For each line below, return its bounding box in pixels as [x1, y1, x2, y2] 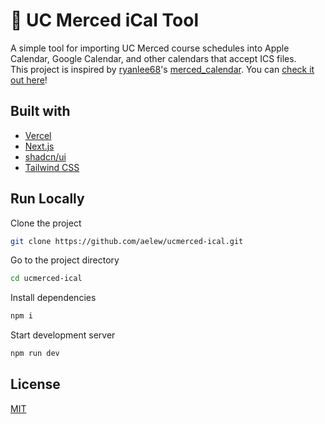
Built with [10, 103, 71, 120]
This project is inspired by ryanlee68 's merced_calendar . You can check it [10, 63, 315, 75]
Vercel [24, 129, 52, 141]
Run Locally [10, 190, 85, 208]
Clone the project [10, 217, 82, 229]
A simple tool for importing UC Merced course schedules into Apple [10, 42, 290, 54]
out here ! [10, 74, 48, 86]
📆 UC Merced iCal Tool [10, 9, 199, 32]
